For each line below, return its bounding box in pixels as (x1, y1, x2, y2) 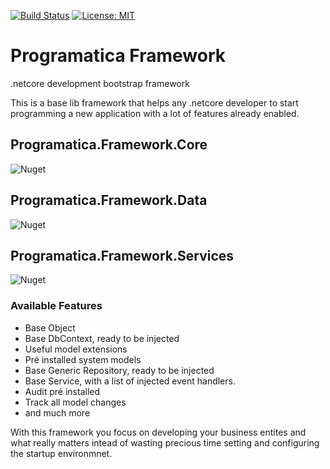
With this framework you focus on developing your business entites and (10, 426, 307, 438)
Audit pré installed (24, 385, 101, 397)
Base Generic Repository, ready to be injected (24, 364, 215, 376)
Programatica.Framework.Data (10, 192, 208, 209)
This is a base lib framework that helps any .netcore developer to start (10, 96, 299, 109)
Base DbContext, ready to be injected (24, 332, 180, 344)
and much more (24, 406, 91, 419)
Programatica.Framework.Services (10, 247, 235, 264)
